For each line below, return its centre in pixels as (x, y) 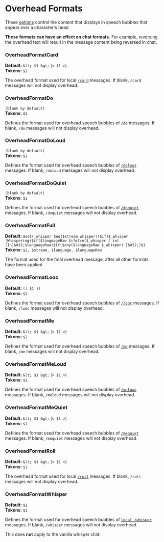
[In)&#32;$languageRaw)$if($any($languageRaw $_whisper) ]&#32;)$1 (75, 245)
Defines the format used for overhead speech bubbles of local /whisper (79, 520)
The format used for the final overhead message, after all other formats (77, 259)
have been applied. (24, 265)
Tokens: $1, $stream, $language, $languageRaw (53, 250)
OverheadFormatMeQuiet (36, 407)
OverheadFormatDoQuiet (36, 183)
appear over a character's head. (37, 27)
